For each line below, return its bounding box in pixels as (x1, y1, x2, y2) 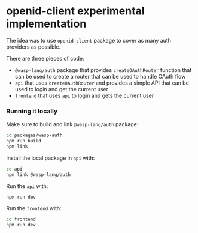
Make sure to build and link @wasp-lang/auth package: (6, 121, 139, 128)
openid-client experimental (6, 4, 145, 18)
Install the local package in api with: (6, 154, 95, 162)
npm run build (6, 138, 42, 144)
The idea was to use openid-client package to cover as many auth (6, 37, 172, 44)
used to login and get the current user (14, 85, 109, 92)
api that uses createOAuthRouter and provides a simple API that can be (14, 79, 190, 86)
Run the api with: (6, 182, 48, 190)
